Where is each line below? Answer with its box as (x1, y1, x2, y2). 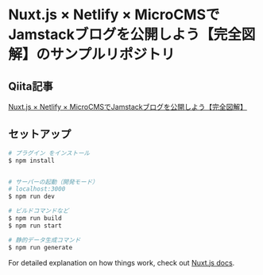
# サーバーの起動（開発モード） (8, 178, 99, 186)
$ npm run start (8, 222, 62, 230)
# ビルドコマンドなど (8, 207, 69, 215)
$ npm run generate (8, 243, 73, 251)
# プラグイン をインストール (8, 149, 90, 157)
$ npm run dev (8, 192, 56, 201)
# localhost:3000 (8, 185, 66, 193)
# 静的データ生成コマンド (8, 236, 81, 244)
